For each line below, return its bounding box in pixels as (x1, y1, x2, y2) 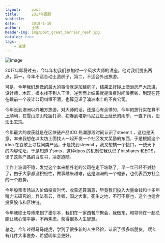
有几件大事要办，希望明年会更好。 (5, 232, 74, 238)
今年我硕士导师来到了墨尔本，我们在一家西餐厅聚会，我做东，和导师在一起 (5, 210, 156, 216)
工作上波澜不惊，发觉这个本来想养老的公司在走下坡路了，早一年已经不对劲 (5, 164, 156, 170)
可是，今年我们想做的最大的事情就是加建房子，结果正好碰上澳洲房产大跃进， (5, 84, 160, 90)
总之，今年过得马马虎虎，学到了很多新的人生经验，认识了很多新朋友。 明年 (5, 226, 157, 232)
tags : (5, 39, 16, 44)
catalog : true (5, 35, 34, 40)
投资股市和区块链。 (5, 199, 44, 205)
